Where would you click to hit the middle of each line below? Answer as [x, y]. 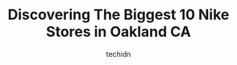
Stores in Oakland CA [118, 32]
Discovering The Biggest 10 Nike [118, 15]
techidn [118, 54]
